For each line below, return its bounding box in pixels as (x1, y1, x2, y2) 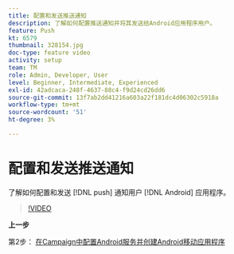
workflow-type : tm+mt (8, 101, 80, 109)
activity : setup (8, 57, 62, 65)
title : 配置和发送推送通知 (8, 11, 88, 20)
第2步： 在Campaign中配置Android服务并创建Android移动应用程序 (8, 236, 225, 246)
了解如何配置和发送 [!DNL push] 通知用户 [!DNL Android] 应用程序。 (8, 187, 231, 196)
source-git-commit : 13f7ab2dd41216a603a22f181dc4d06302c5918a (8, 93, 219, 101)
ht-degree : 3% (8, 116, 56, 124)
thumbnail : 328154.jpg (8, 42, 84, 50)
